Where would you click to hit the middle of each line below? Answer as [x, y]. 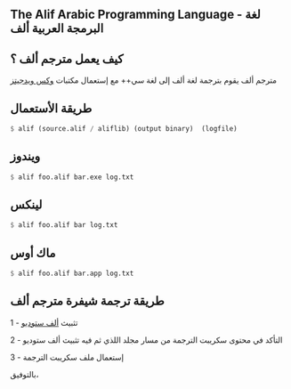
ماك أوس [33, 253]
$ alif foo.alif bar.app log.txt [72, 274]
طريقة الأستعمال [51, 108]
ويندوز [25, 156]
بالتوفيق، [24, 374]
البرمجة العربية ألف [57, 29]
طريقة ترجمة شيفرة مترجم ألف [87, 301]
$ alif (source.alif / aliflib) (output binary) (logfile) [124, 129]
